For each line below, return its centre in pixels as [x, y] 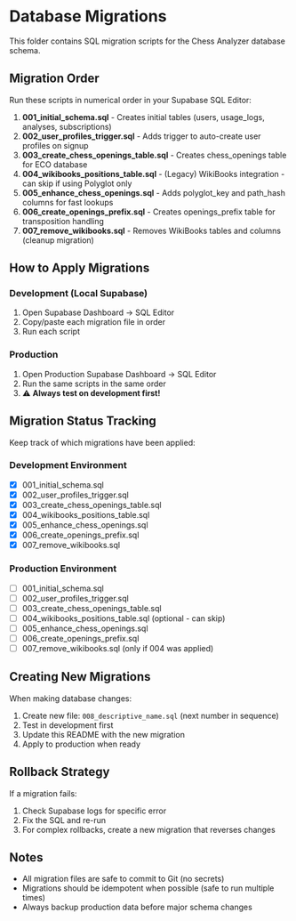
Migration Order [54, 79]
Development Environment [68, 465]
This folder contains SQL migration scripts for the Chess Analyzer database [148, 41]
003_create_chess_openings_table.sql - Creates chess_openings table [154, 155]
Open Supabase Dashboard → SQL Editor [98, 312]
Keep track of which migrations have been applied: [102, 442]
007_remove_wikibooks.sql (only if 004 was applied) [118, 648]
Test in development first [68, 725]
